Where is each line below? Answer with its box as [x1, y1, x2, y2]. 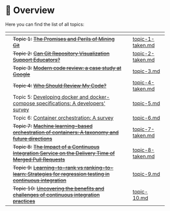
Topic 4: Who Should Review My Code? [13, 82, 107, 89]
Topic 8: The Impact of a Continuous [13, 143, 100, 150]
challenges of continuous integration [13, 191, 100, 198]
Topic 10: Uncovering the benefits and [13, 185, 105, 192]
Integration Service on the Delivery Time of [13, 149, 115, 156]
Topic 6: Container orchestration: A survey [13, 114, 114, 121]
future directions [13, 135, 52, 142]
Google [13, 71, 30, 78]
